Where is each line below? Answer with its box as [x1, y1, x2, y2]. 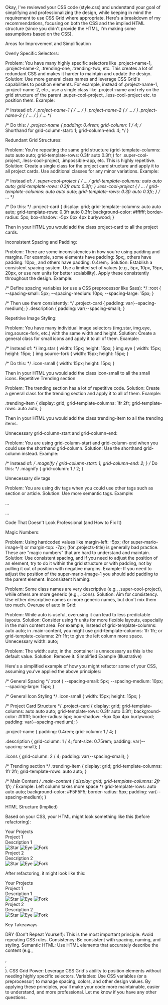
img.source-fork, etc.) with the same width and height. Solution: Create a [5, 330, 156, 336]
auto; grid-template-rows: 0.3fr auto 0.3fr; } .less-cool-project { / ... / [5, 183, 148, 189]
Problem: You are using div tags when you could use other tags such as [5, 485, 153, 491]
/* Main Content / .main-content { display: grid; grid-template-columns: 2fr [5, 778, 160, 784]
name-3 [5, 112, 22, 118]
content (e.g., [5, 947, 33, 953]
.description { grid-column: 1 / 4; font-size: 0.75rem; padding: [5, 738, 132, 744]
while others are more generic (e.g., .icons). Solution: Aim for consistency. [5, 591, 158, 597]
